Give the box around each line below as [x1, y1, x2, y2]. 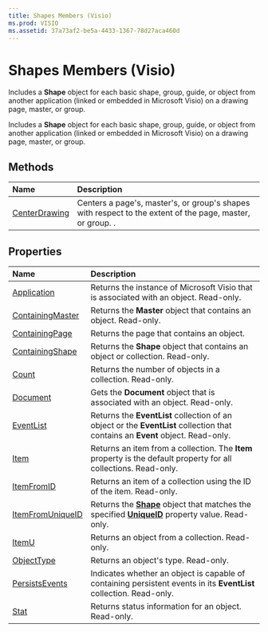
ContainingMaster [12, 310, 80, 321]
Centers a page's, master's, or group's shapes [77, 198, 250, 209]
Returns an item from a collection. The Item [90, 442, 253, 454]
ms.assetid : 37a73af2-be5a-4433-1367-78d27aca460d [8, 26, 180, 34]
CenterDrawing [12, 207, 69, 218]
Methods [8, 160, 54, 174]
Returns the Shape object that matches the [90, 498, 251, 510]
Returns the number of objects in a [90, 363, 221, 374]
